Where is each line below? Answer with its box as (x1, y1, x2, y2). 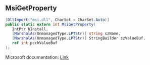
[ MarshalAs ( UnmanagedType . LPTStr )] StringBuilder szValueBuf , (12, 36, 145, 41)
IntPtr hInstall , (12, 26, 49, 31)
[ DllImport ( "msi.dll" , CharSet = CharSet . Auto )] (5, 17, 110, 22)
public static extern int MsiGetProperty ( (5, 22, 96, 27)
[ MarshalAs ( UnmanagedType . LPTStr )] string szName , (12, 31, 121, 36)
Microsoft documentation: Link (5, 54, 69, 60)
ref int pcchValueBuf (12, 40, 58, 45)
